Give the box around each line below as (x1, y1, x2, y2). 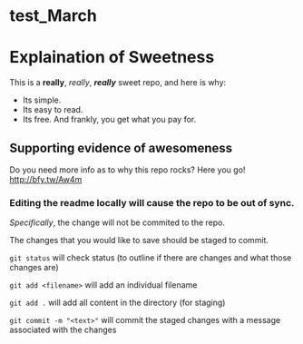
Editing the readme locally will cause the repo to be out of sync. (9, 196, 295, 209)
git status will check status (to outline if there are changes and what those (9, 252, 292, 263)
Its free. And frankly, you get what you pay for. (22, 114, 197, 125)
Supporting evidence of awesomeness (9, 140, 233, 155)
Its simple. (22, 94, 62, 105)
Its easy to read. (22, 104, 83, 115)
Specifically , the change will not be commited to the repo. (9, 217, 225, 228)
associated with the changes (9, 324, 117, 336)
